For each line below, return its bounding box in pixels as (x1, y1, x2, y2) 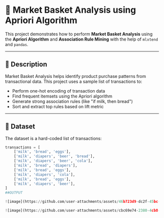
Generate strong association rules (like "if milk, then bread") (12, 98, 133, 104)
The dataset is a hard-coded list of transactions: (5, 135, 102, 141)
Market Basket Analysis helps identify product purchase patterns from (5, 73, 146, 79)
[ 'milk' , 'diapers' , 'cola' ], (14, 172, 76, 177)
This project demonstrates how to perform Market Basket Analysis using (5, 31, 153, 37)
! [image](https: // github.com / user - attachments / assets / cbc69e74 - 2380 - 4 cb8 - (5, 208, 161, 213)
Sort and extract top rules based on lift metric (12, 103, 104, 109)
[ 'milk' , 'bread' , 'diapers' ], (14, 163, 78, 168)
